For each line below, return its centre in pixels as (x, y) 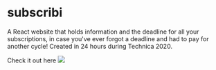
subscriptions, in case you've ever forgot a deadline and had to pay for (108, 38)
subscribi (35, 13)
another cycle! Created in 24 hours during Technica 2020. (90, 46)
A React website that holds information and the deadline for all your (103, 32)
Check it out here (32, 60)
